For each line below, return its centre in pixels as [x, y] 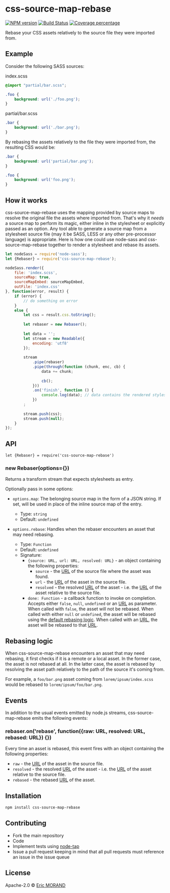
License [18, 873]
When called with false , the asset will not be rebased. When [91, 609]
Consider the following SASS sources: [45, 66]
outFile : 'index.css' [37, 287]
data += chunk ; [57, 371]
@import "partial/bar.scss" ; [36, 85]
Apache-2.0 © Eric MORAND [35, 885]
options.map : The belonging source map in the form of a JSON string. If [87, 499]
